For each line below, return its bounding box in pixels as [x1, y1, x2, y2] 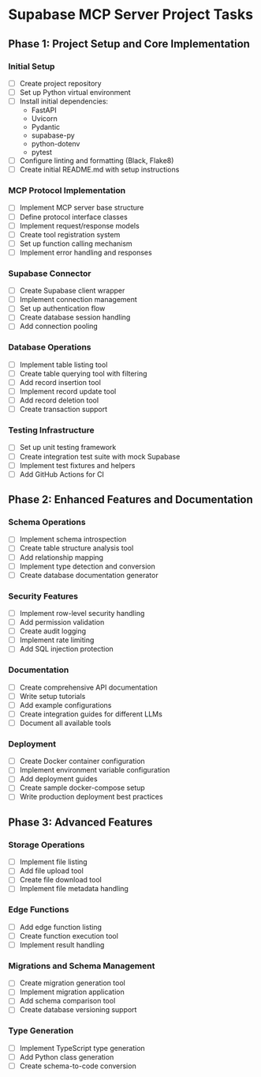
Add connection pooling [19, 322, 99, 331]
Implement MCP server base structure [19, 203, 144, 213]
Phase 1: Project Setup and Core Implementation [8, 37, 251, 51]
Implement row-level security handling [19, 608, 145, 618]
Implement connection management [19, 295, 138, 304]
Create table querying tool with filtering [19, 368, 147, 378]
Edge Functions [8, 904, 69, 915]
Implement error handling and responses [19, 248, 152, 257]
